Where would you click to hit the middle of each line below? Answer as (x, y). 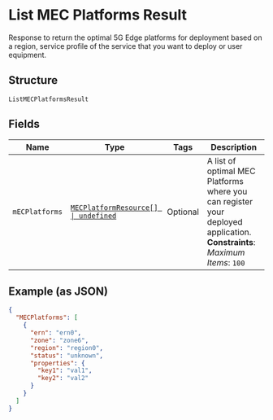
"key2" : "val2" (63, 378)
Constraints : (231, 242)
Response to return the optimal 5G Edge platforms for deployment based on (135, 37)
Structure (33, 80)
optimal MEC (231, 171)
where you (227, 191)
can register (230, 201)
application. (229, 232)
